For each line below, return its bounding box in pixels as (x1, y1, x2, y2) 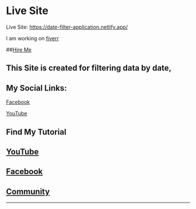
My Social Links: (6, 83, 67, 93)
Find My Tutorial (6, 127, 66, 137)
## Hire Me (6, 46, 32, 53)
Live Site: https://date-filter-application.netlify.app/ (6, 23, 128, 30)
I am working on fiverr (6, 35, 60, 42)
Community (6, 186, 50, 197)
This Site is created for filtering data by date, (6, 63, 172, 73)
